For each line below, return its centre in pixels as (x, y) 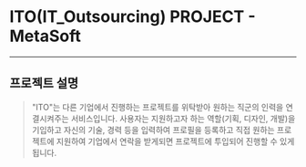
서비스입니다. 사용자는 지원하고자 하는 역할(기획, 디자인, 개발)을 (184, 118)
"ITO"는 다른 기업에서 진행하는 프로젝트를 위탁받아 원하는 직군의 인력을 (158, 107)
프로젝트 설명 (44, 83)
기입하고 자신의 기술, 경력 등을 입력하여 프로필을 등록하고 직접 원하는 (153, 130)
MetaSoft (46, 36)
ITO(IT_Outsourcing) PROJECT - (133, 17)
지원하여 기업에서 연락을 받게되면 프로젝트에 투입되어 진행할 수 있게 (175, 141)
